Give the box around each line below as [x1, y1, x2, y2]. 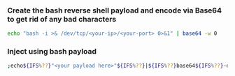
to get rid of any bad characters [7, 14, 117, 24]
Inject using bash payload [7, 47, 97, 56]
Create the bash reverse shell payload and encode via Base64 [7, 6, 222, 15]
